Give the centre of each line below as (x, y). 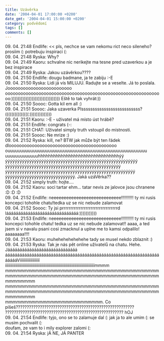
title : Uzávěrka (22, 10)
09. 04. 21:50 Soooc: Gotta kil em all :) (44, 104)
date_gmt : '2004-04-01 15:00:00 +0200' (46, 19)
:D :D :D (13, 192)
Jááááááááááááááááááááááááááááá (41, 250)
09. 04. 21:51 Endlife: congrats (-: (38, 125)
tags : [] (14, 28)
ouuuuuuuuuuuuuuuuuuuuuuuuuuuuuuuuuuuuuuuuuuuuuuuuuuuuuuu (76, 151)
